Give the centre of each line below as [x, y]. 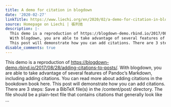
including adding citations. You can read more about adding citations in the [84, 78]
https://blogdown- [90, 62]
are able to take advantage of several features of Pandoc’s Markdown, [79, 73]
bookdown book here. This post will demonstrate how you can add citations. [85, 84]
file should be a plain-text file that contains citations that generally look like [84, 94]
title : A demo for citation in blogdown [49, 10]
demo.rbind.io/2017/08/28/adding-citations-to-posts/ [61, 67]
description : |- [22, 29]
